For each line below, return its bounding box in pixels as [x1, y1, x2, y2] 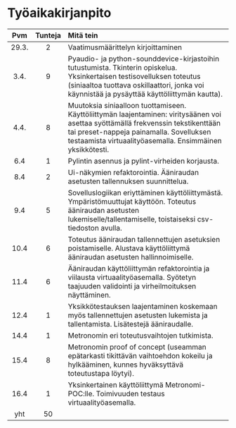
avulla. [100, 223, 122, 233]
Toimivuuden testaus [96, 389, 165, 398]
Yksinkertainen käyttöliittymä [67, 379, 164, 389]
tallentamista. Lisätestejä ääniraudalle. [67, 319, 194, 329]
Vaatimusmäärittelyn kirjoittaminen [67, 42, 183, 52]
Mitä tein [67, 30, 98, 40]
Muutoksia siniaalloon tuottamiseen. [67, 100, 187, 110]
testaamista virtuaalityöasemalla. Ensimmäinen [67, 135, 223, 145]
